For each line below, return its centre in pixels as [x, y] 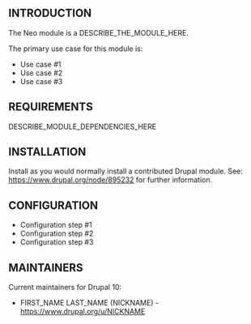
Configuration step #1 [56, 225]
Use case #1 [40, 64]
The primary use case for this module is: [76, 49]
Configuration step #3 [57, 242]
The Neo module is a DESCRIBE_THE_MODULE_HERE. [98, 32]
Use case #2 [41, 73]
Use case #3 [41, 81]
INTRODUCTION [50, 13]
